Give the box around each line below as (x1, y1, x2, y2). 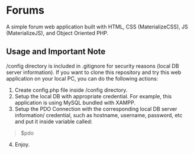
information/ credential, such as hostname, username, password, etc (14, 111, 183, 118)
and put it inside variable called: (14, 118, 93, 125)
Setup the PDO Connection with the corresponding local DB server (14, 105, 177, 113)
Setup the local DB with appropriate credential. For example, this (14, 92, 172, 100)
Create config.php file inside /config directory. (14, 86, 128, 94)
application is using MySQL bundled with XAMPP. (14, 99, 136, 106)
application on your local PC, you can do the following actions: (6, 75, 159, 82)
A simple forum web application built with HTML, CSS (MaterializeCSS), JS (6, 23, 188, 30)
